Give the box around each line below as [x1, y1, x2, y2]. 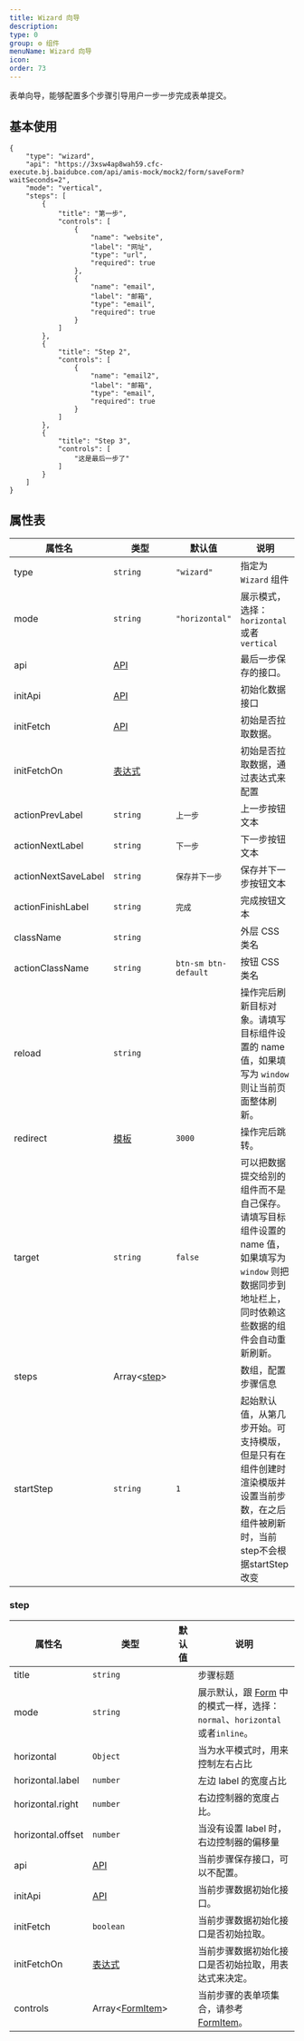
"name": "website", [90, 232, 165, 241]
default [176, 967, 209, 977]
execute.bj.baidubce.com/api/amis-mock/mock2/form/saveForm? [9, 167, 245, 177]
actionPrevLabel [14, 809, 83, 821]
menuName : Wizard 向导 [9, 47, 92, 56]
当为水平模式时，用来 [197, 1743, 290, 1756]
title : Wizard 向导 [9, 13, 81, 23]
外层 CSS [240, 925, 280, 937]
